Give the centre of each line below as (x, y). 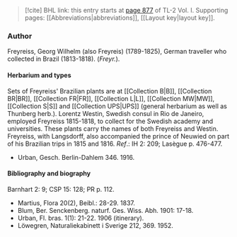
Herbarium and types (40, 75)
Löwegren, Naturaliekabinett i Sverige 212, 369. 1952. (95, 225)
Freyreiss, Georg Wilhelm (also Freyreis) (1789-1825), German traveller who (117, 52)
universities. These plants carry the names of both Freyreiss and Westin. (113, 128)
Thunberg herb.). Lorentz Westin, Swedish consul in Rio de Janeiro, (106, 113)
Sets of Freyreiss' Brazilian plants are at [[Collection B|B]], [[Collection (110, 91)
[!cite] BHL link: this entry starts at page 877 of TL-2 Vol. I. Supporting (126, 10)
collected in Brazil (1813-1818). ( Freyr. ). (64, 59)
